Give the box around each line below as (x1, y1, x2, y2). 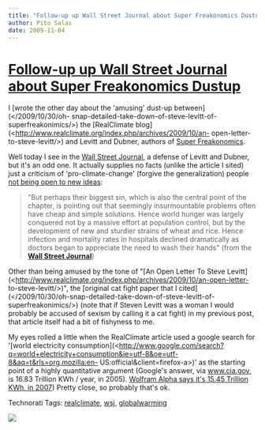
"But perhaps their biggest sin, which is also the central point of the (27, 193, 247, 202)
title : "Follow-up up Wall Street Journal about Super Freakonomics (8, 11, 238, 20)
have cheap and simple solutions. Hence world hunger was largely (27, 209, 244, 219)
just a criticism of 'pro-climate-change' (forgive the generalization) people (8, 169, 249, 179)
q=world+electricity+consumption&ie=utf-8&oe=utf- (8, 349, 179, 359)
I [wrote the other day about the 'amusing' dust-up (8, 104, 173, 113)
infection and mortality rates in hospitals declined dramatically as (27, 235, 239, 244)
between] (174, 104, 206, 113)
